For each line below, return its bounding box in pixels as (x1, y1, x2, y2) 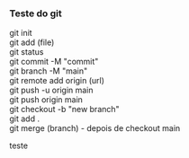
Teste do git (9, 7, 62, 20)
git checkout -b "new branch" (9, 104, 120, 115)
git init (9, 28, 33, 39)
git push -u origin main (9, 84, 94, 96)
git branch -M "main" (9, 66, 88, 76)
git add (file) (9, 37, 55, 48)
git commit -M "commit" (9, 57, 99, 67)
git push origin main (9, 94, 84, 105)
